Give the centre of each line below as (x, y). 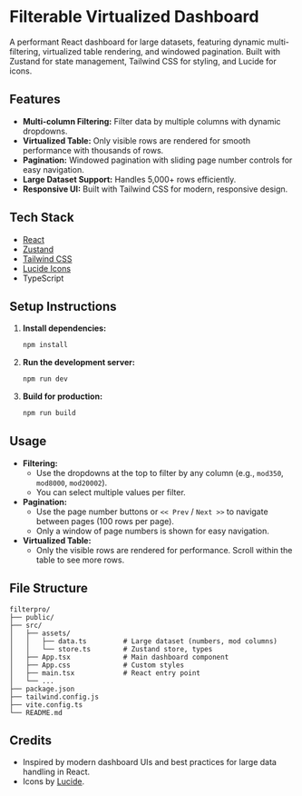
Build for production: (62, 396)
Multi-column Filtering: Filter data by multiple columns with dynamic (151, 121)
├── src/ (26, 625)
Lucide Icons (46, 268)
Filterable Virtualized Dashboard (134, 17)
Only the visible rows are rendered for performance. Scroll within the (164, 550)
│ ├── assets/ (40, 633)
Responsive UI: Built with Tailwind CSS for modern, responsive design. (155, 189)
